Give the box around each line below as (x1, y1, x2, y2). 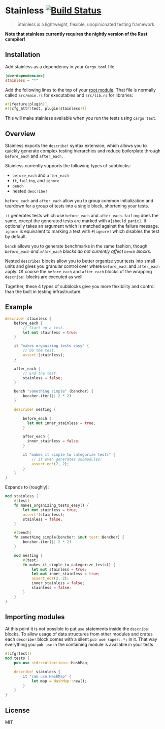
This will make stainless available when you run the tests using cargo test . (5, 115, 157, 121)
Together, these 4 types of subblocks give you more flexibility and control (5, 284, 155, 290)
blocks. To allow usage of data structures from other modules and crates (5, 631, 153, 637)
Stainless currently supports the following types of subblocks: (5, 163, 131, 169)
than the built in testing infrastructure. (5, 289, 82, 294)
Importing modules (5, 613, 65, 621)
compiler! (5, 36, 26, 42)
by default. (5, 234, 27, 240)
